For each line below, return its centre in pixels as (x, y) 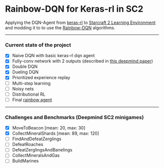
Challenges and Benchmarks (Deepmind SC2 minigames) (74, 117)
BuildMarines (25, 161)
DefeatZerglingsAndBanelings (42, 150)
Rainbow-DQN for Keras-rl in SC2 (74, 9)
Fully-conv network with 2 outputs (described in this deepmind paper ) (82, 61)
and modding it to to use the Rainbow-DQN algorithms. (60, 27)
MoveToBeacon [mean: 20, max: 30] (49, 128)
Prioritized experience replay (41, 78)
